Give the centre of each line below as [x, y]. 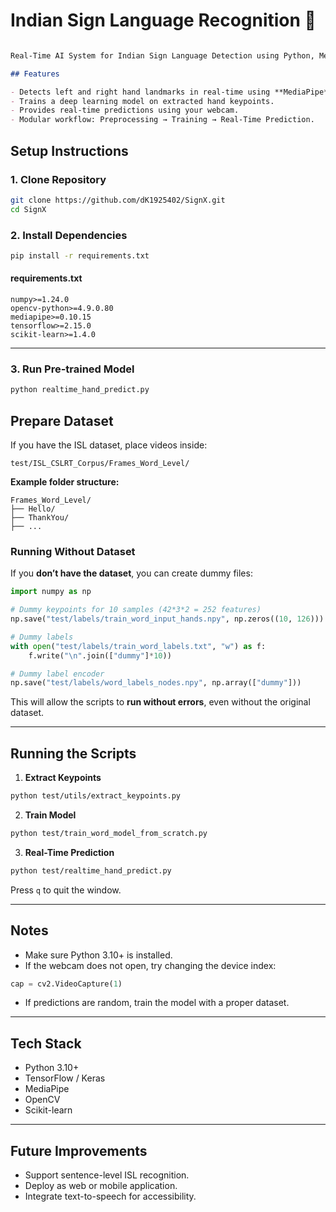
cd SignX [28, 209]
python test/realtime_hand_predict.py [91, 870]
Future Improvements [79, 1150]
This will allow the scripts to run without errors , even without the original [160, 702]
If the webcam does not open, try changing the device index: [150, 965]
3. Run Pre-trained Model [72, 369]
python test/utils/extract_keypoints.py [96, 796]
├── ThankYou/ [40, 517]
